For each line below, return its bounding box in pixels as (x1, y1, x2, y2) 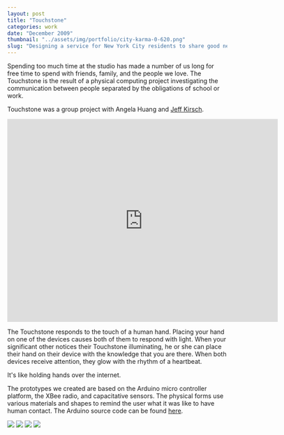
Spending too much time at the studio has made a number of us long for (7, 62, 214, 70)
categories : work (7, 23, 58, 30)
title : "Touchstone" (7, 17, 68, 24)
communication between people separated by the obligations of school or (7, 84, 220, 92)
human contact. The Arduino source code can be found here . (7, 406, 184, 415)
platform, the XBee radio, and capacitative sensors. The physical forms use (7, 392, 224, 400)
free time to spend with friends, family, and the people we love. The (7, 69, 202, 78)
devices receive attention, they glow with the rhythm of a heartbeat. (7, 357, 202, 365)
